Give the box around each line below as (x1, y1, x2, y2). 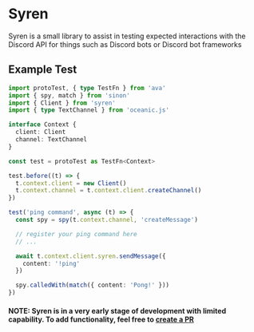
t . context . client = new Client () (15, 179, 127, 188)
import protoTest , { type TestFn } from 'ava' (8, 84, 166, 92)
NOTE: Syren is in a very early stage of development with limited (8, 306, 226, 315)
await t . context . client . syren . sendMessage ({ (15, 252, 166, 260)
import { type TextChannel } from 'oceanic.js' (8, 106, 170, 114)
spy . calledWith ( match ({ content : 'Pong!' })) (15, 281, 170, 290)
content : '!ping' (22, 259, 81, 267)
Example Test (8, 63, 77, 77)
